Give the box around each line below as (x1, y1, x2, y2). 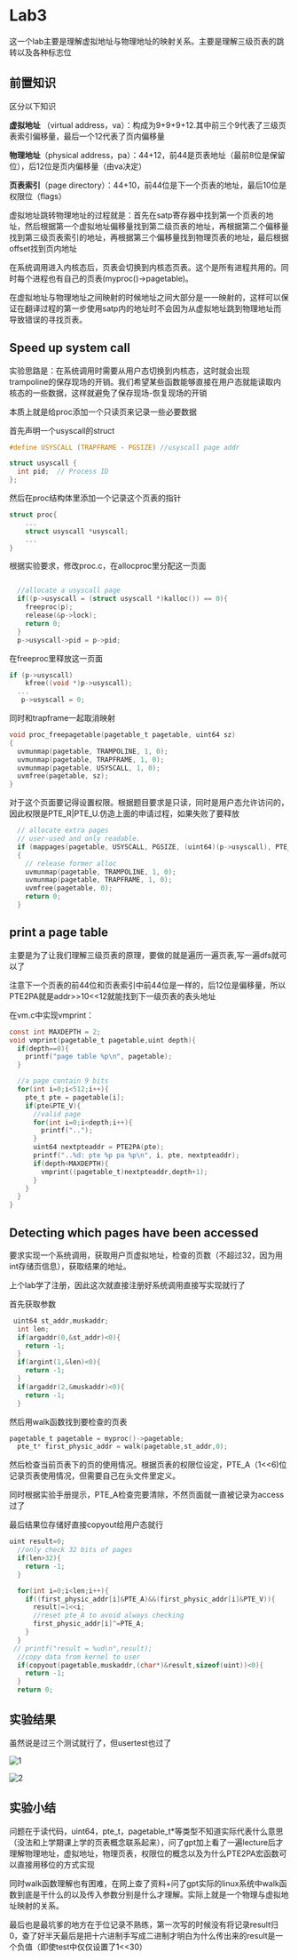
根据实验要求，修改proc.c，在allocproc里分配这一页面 (9, 561, 207, 572)
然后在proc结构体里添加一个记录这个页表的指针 (9, 492, 182, 503)
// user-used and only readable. (17, 835, 141, 844)
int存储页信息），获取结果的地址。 (9, 1260, 131, 1271)
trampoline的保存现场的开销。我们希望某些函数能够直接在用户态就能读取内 (9, 376, 282, 387)
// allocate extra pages (17, 826, 109, 836)
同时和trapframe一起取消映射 (9, 713, 116, 724)
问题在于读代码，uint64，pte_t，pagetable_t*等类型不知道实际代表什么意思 (9, 1826, 284, 1836)
